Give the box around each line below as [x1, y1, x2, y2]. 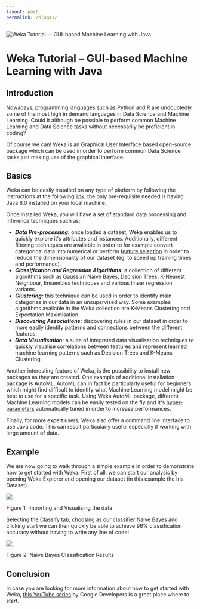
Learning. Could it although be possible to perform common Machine [6, 116, 176, 124]
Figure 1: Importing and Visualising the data [6, 505, 113, 512]
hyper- [166, 399, 183, 406]
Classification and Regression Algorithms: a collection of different [14, 267, 182, 274]
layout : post [6, 8, 39, 15]
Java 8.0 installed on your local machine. [6, 199, 107, 207]
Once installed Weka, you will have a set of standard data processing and [6, 211, 187, 218]
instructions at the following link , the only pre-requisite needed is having [6, 193, 184, 200]
